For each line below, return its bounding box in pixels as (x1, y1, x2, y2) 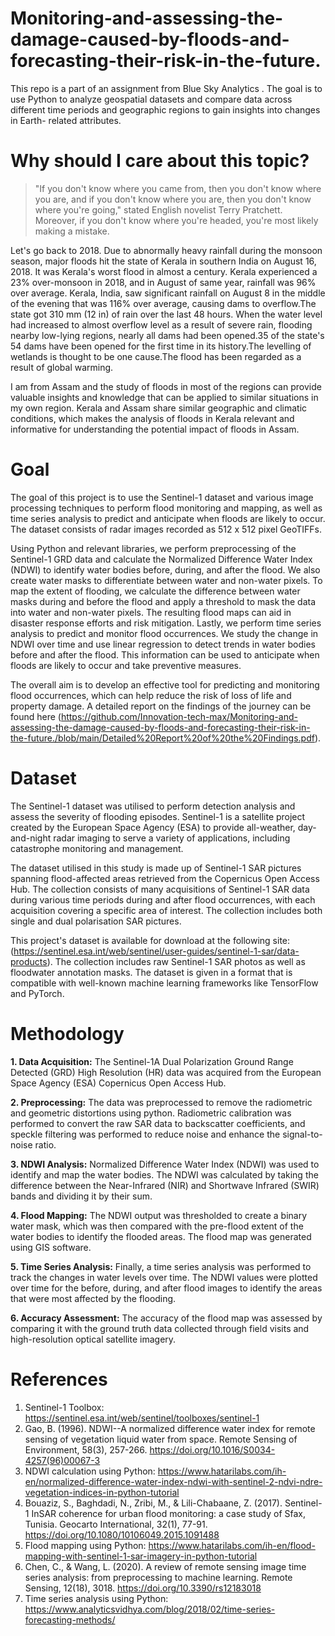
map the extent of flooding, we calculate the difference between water (10, 585, 301, 597)
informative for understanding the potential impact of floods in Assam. (10, 423, 300, 435)
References (10, 1368, 108, 1391)
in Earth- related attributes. (10, 114, 122, 126)
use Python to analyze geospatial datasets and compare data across (10, 93, 293, 105)
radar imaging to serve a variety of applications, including (53, 832, 291, 844)
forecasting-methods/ (24, 1613, 116, 1626)
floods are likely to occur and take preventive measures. (10, 659, 242, 671)
